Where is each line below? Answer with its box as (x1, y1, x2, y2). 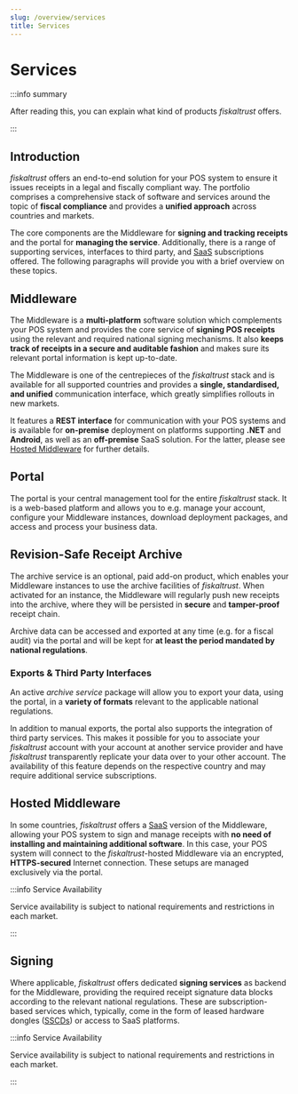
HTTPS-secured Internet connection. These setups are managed (10, 857, 249, 867)
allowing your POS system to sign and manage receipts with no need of (10, 828, 271, 840)
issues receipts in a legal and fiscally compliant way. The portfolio (10, 182, 251, 193)
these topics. (10, 266, 58, 276)
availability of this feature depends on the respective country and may (10, 761, 266, 771)
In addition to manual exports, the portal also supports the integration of (10, 723, 273, 733)
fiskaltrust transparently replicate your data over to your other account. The (10, 751, 286, 762)
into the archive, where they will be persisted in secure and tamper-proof (10, 599, 280, 610)
